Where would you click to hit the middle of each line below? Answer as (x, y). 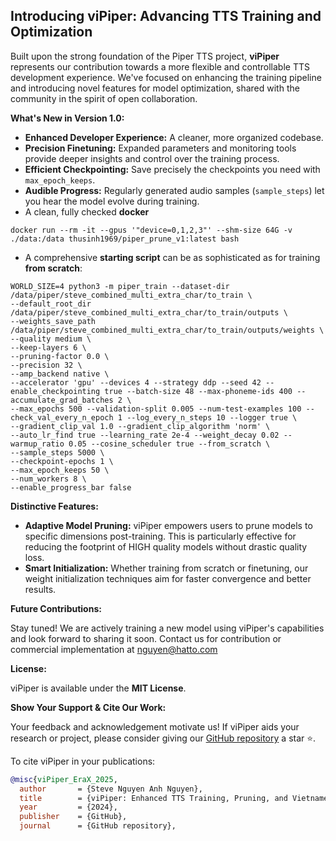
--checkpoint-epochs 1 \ (62, 461)
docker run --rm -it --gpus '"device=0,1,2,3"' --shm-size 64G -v (151, 230)
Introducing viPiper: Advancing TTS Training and (166, 16)
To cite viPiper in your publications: (83, 761)
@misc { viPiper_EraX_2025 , (64, 779)
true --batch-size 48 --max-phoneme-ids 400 (198, 391)
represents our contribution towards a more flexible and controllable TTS (160, 66)
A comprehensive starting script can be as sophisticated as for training (172, 257)
